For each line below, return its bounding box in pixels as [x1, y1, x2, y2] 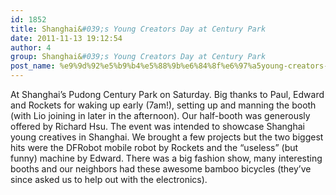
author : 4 [10, 42, 52, 53]
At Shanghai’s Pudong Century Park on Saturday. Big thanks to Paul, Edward [10, 89, 325, 100]
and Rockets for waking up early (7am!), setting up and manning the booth [10, 99, 317, 111]
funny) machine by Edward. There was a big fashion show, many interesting [10, 152, 323, 164]
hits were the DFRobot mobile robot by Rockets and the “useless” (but [10, 142, 299, 153]
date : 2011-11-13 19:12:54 [10, 33, 123, 43]
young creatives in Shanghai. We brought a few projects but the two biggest [10, 131, 324, 143]
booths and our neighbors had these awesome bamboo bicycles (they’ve [10, 163, 312, 175]
